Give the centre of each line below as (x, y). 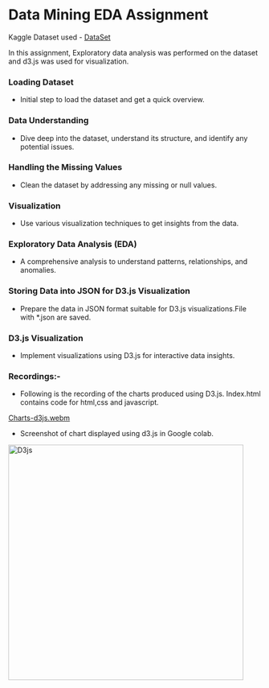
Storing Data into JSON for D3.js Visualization (100, 291)
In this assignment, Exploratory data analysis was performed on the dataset (133, 52)
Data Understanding (49, 121)
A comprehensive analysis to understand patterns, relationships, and (134, 262)
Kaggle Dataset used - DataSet (59, 37)
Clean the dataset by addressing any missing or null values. (118, 185)
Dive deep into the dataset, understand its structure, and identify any (134, 138)
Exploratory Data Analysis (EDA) (73, 245)
